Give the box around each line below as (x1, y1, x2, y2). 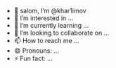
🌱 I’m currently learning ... (13, 22, 89, 29)
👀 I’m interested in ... (13, 14, 74, 22)
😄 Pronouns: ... (13, 46, 60, 55)
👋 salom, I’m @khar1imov (13, 7, 86, 15)
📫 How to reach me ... (13, 37, 79, 44)
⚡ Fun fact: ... (13, 54, 53, 62)
